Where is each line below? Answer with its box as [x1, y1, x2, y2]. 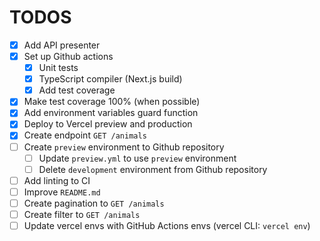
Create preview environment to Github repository [23, 141, 225, 153]
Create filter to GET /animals [23, 208, 141, 220]
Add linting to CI [23, 174, 91, 186]
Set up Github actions [23, 51, 114, 62]
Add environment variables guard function [23, 107, 199, 119]
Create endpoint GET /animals [23, 129, 147, 141]
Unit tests [38, 62, 79, 74]
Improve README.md [23, 186, 101, 198]
